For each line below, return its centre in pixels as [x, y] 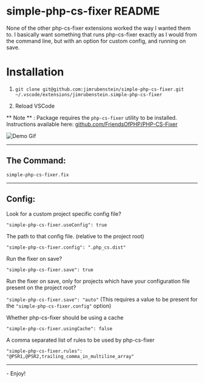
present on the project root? [41, 288]
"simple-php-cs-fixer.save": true [50, 270]
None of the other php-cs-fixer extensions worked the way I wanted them [99, 28]
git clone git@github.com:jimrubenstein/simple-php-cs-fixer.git [99, 89]
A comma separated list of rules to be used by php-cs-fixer [80, 340]
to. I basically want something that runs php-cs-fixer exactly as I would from [102, 34]
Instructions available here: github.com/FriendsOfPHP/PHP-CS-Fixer [92, 124]
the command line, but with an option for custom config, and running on [96, 41]
